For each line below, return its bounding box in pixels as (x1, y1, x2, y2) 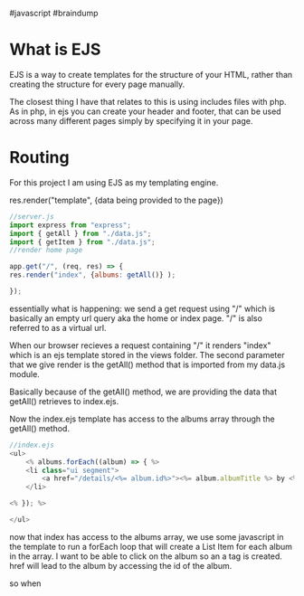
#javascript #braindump (9, 8, 99, 18)
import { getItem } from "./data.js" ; (9, 237, 156, 247)
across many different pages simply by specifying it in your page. (9, 115, 253, 126)
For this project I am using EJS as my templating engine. (9, 176, 219, 188)
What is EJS (9, 40, 101, 60)
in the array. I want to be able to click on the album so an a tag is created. (9, 551, 283, 562)
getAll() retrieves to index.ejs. (9, 395, 119, 406)
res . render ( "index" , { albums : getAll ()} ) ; (9, 270, 176, 279)
